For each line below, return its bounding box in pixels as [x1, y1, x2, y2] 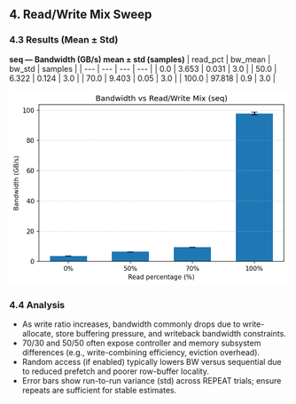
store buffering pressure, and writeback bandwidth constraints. [55, 329, 286, 339]
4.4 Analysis [9, 299, 66, 312]
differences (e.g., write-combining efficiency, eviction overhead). [21, 347, 260, 358]
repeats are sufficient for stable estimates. [21, 385, 177, 396]
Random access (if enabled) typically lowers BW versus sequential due [21, 357, 282, 368]
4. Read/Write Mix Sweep [9, 7, 152, 22]
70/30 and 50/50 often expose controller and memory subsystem [21, 337, 261, 349]
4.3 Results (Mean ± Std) [9, 34, 119, 46]
